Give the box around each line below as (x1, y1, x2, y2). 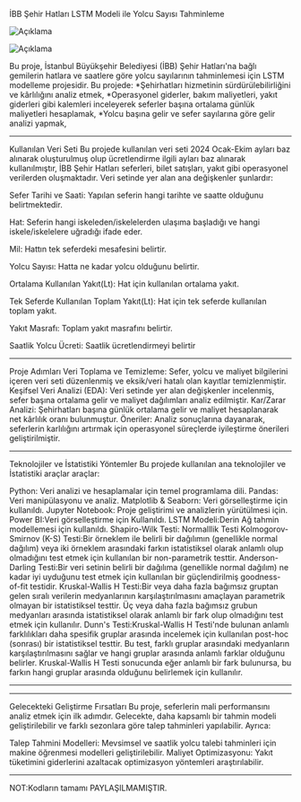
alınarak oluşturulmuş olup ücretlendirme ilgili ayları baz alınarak (9, 154, 246, 163)
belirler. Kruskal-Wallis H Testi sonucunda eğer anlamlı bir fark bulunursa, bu (9, 657, 292, 668)
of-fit (9, 581, 29, 592)
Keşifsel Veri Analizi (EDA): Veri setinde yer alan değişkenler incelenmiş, (9, 385, 275, 395)
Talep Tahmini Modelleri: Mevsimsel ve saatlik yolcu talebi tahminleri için (9, 737, 277, 748)
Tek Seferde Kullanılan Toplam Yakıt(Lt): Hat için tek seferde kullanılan (9, 296, 267, 306)
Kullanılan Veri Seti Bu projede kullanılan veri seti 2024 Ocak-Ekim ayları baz (9, 144, 291, 154)
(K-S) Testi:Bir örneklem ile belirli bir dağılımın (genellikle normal (41, 533, 278, 543)
